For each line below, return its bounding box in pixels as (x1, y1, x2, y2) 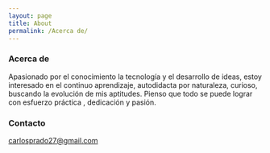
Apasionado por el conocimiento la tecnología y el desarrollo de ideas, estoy (8, 72, 262, 81)
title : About (8, 19, 52, 27)
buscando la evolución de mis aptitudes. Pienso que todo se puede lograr (8, 89, 253, 98)
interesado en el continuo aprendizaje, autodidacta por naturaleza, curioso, (8, 80, 258, 89)
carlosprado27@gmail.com (8, 135, 98, 145)
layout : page (8, 11, 52, 20)
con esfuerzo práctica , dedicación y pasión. (8, 97, 157, 107)
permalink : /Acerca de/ (8, 27, 89, 35)
